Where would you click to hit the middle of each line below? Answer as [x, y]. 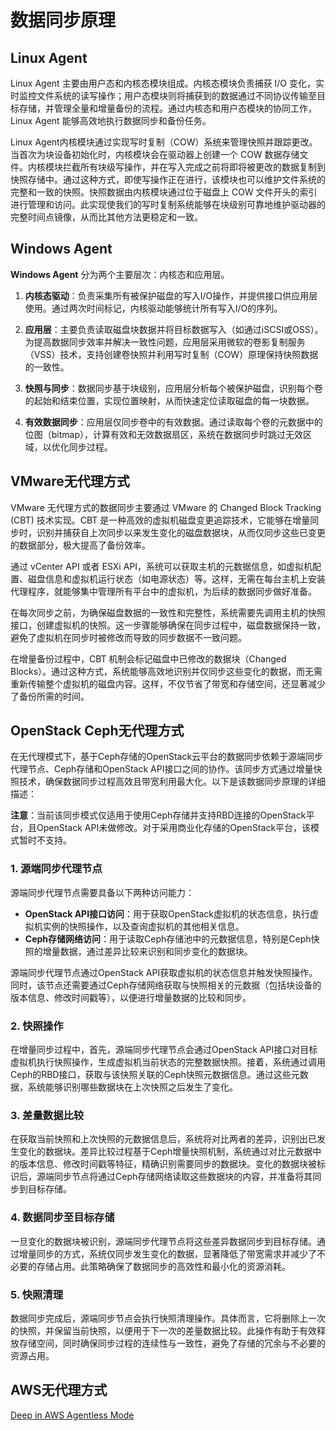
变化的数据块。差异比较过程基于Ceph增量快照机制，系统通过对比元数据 [165, 1152]
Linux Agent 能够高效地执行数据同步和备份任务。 [111, 120]
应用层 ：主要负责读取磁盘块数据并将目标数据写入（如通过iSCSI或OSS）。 [174, 329]
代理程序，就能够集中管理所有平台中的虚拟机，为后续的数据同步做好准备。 [163, 591]
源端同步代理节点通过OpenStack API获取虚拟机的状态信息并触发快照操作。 [164, 972]
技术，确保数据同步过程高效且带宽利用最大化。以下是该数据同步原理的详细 [172, 782]
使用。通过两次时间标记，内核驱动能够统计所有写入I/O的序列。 [153, 308]
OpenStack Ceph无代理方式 [97, 731]
